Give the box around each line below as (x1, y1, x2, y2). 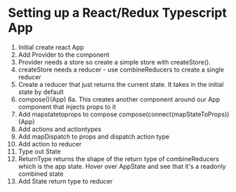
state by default (18, 88, 64, 96)
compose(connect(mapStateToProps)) (119, 110, 230, 118)
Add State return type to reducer (18, 177, 113, 185)
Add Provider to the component (18, 50, 110, 59)
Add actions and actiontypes (18, 125, 102, 133)
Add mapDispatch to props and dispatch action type (18, 132, 170, 141)
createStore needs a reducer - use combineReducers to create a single (18, 65, 224, 74)
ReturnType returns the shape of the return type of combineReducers (18, 154, 220, 163)
